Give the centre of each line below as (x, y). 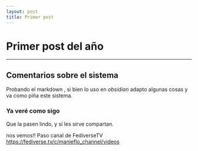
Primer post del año (55, 46)
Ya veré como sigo (33, 111)
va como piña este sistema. (39, 96)
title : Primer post (30, 17)
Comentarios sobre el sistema (62, 75)
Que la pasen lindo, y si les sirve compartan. (60, 124)
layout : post (22, 12)
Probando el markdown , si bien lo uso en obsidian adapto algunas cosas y (97, 90)
